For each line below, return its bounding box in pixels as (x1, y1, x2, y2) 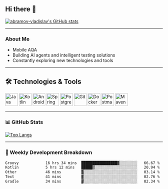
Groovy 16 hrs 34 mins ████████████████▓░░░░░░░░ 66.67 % (5, 160, 160, 165)
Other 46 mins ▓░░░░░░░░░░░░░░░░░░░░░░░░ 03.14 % (5, 169, 160, 175)
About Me (5, 35, 30, 42)
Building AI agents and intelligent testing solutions (12, 52, 115, 58)
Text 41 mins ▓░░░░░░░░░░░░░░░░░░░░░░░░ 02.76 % (5, 174, 160, 179)
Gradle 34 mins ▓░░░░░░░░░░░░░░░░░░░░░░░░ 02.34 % (5, 179, 160, 184)
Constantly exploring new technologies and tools (12, 57, 113, 63)
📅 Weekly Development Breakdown (5, 149, 92, 156)
